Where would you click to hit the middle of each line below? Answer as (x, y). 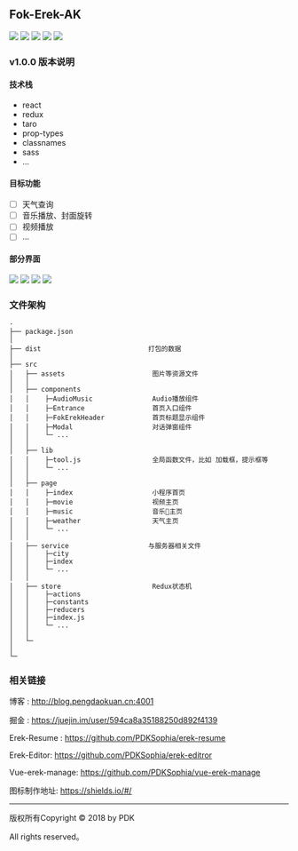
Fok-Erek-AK (45, 15)
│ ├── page (33, 483)
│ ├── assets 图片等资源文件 (104, 374)
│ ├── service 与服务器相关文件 (105, 545)
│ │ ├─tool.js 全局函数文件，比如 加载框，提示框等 (139, 460)
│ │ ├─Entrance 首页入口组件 (101, 408)
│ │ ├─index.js (47, 617)
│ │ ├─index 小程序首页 (98, 492)
